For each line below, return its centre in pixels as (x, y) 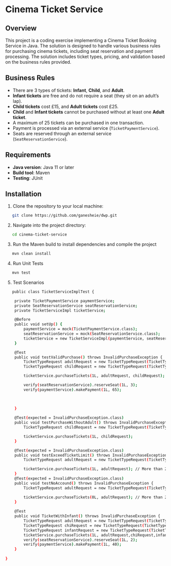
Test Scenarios (28, 282)
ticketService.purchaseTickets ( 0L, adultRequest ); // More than (93, 497)
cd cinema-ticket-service (39, 235)
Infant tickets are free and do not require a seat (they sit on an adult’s (86, 96)
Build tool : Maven (31, 173)
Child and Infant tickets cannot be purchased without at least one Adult (88, 112)
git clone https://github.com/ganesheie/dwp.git (64, 216)
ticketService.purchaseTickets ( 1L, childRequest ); (78, 436)
